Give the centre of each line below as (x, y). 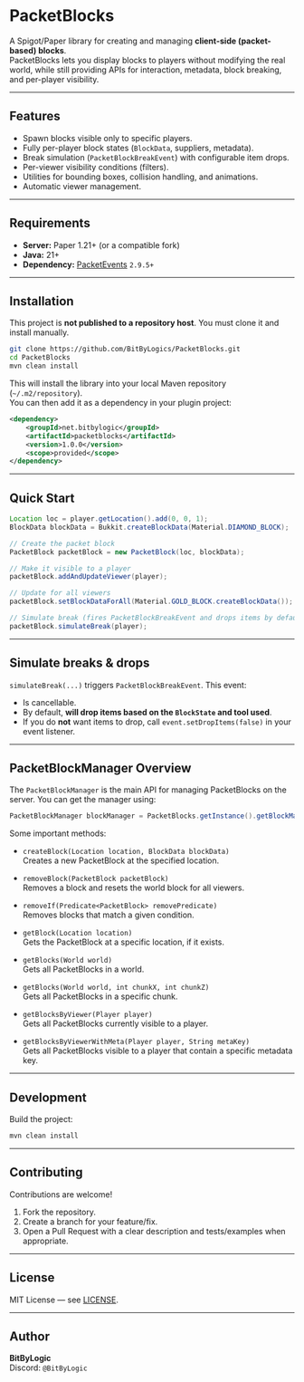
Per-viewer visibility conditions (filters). (95, 167)
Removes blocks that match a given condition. (108, 915)
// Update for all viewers (60, 593)
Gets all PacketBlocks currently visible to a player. (115, 1023)
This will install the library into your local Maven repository (118, 383)
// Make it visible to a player (70, 568)
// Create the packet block (62, 543)
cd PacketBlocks (40, 358)
